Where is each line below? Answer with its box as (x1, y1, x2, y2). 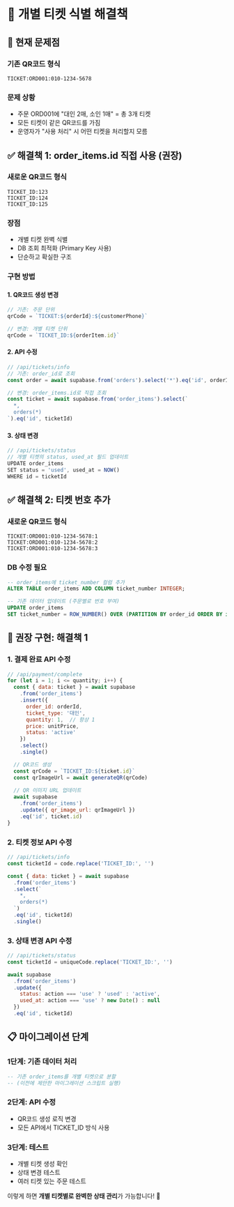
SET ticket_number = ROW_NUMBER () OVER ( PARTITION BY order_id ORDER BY (7, 611, 223, 618)
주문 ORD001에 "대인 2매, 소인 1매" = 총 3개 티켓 (17, 109, 151, 119)
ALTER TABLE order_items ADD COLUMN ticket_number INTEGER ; (7, 585, 186, 593)
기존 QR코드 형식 (7, 59, 61, 68)
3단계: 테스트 (7, 1142, 49, 1152)
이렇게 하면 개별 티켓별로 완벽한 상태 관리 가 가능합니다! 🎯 (7, 1192, 161, 1200)
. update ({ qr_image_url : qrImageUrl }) (19, 807, 136, 814)
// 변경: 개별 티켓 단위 (7, 326, 68, 333)
